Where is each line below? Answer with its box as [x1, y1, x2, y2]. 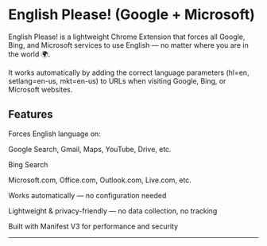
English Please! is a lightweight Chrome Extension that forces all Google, [8, 32, 246, 41]
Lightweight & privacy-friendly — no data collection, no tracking [8, 205, 218, 216]
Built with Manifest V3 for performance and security [8, 221, 179, 231]
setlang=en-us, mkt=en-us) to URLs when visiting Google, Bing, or [8, 76, 226, 85]
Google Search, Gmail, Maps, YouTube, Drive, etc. [8, 144, 172, 154]
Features [8, 107, 53, 121]
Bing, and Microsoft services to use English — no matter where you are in [8, 40, 249, 49]
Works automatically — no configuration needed [8, 190, 167, 200]
